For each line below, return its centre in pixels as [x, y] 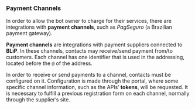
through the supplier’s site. [38, 100]
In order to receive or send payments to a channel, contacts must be [89, 75]
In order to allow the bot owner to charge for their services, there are [89, 21]
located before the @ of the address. [49, 63]
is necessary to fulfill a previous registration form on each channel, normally [98, 93]
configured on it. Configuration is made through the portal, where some [92, 81]
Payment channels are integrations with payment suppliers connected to [94, 45]
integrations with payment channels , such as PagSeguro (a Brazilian [89, 27]
